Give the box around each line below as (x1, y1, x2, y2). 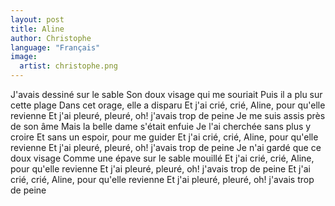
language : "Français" (10, 42, 101, 53)
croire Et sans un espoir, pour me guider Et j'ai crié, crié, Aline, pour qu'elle (10, 131, 319, 143)
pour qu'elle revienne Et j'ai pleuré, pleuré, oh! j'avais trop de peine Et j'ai (10, 163, 311, 175)
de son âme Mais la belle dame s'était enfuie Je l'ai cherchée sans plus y (10, 121, 312, 132)
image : (10, 52, 38, 62)
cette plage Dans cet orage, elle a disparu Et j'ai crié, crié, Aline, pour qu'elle (10, 99, 326, 111)
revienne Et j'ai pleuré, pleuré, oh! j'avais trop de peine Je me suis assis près (10, 110, 326, 121)
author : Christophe (10, 33, 92, 43)
